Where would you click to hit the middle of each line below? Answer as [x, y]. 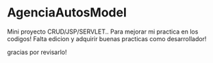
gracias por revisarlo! [37, 52]
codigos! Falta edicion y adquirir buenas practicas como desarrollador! [107, 38]
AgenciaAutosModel [67, 13]
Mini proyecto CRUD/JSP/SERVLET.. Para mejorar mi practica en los [103, 32]
